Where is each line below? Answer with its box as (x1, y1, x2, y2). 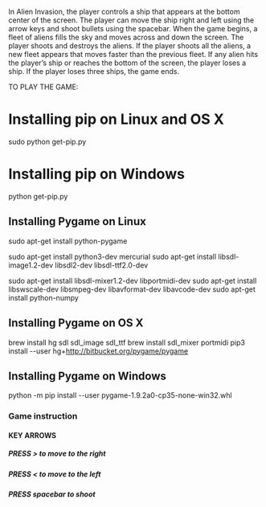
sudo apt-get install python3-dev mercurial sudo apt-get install (8, 251, 217, 261)
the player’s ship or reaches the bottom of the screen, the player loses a (8, 58, 247, 67)
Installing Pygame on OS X (8, 317, 144, 330)
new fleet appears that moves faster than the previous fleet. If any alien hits (8, 50, 259, 59)
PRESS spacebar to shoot (8, 489, 96, 499)
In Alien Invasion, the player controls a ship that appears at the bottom (8, 7, 240, 16)
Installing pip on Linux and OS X (8, 110, 225, 129)
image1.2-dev (8, 260, 54, 270)
